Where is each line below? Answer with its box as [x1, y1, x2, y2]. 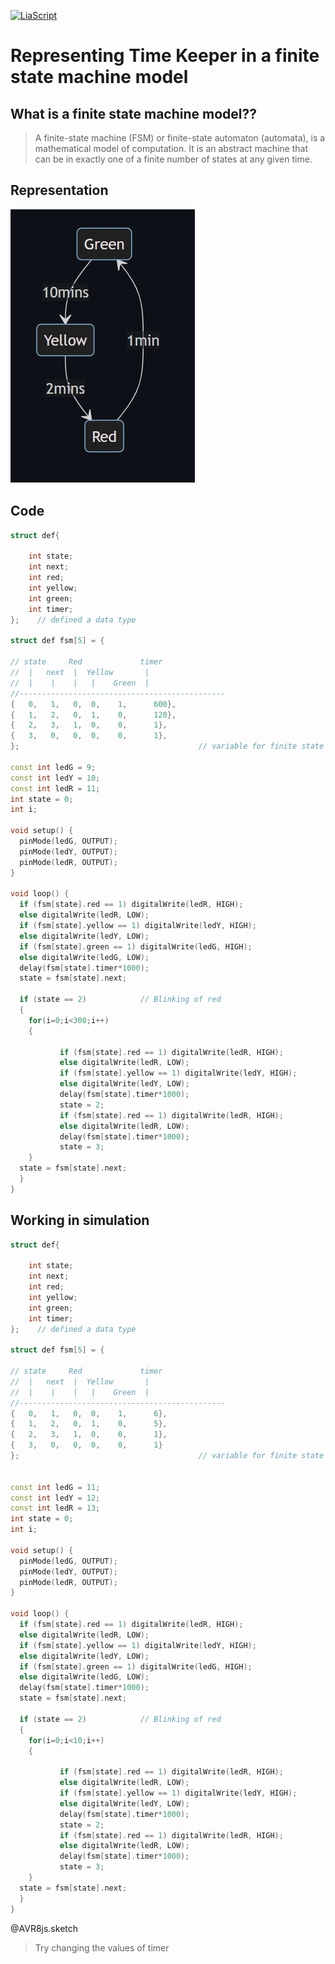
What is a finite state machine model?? [10, 105, 257, 122]
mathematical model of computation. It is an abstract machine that [34, 143, 309, 154]
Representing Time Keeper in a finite [10, 45, 320, 67]
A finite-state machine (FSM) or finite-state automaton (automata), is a [34, 132, 326, 144]
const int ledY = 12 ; [10, 1493, 101, 1503]
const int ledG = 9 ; [10, 762, 97, 772]
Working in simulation [10, 1212, 150, 1229]
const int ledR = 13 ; [10, 1503, 101, 1514]
